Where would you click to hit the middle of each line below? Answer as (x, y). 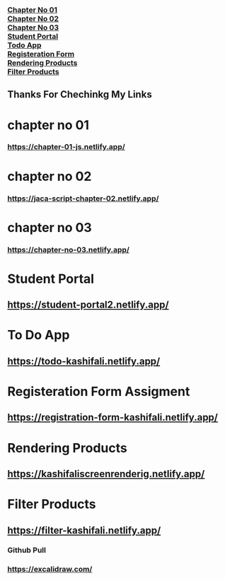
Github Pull (27, 551)
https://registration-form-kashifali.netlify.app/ (112, 417)
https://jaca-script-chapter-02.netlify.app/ (83, 198)
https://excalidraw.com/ (50, 569)
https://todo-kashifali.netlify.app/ (84, 361)
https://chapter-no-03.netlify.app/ (68, 250)
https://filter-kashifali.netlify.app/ (84, 530)
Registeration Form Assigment (99, 391)
